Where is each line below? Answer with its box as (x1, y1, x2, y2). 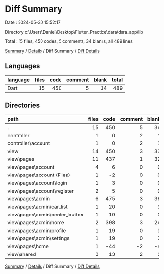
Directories (5, 101, 40, 110)
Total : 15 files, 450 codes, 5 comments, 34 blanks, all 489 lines (5, 38, 133, 44)
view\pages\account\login (7, 179, 67, 186)
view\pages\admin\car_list (7, 203, 68, 210)
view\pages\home (7, 243, 49, 250)
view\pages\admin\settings (7, 235, 70, 242)
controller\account (7, 140, 50, 147)
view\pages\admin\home (7, 219, 64, 226)
